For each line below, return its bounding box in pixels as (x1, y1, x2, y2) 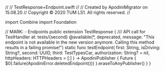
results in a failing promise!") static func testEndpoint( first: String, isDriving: (5, 45, 161, 50)
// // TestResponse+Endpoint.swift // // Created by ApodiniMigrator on (5, 4, 148, 10)
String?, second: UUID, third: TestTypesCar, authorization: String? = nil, (5, 50, 150, 56)
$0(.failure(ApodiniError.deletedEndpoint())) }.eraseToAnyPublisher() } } (5, 61, 151, 66)
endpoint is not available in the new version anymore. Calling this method (5, 39, 155, 45)
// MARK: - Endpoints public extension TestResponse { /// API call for (5, 29, 146, 34)
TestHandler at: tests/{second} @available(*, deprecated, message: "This (5, 34, 155, 40)
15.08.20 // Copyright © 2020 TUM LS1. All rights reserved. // (5, 9, 130, 15)
